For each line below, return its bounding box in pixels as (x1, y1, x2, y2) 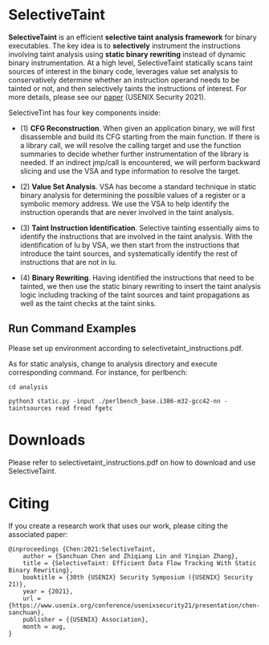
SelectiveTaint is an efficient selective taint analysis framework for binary (8, 32, 257, 42)
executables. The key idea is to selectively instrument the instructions (8, 40, 241, 50)
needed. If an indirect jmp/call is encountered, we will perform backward (19, 157, 261, 167)
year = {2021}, (22, 587, 74, 595)
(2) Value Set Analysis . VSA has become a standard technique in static (19, 181, 257, 191)
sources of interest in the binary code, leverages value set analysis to (8, 66, 238, 76)
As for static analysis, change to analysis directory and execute (8, 358, 218, 368)
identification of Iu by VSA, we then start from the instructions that (19, 240, 239, 250)
